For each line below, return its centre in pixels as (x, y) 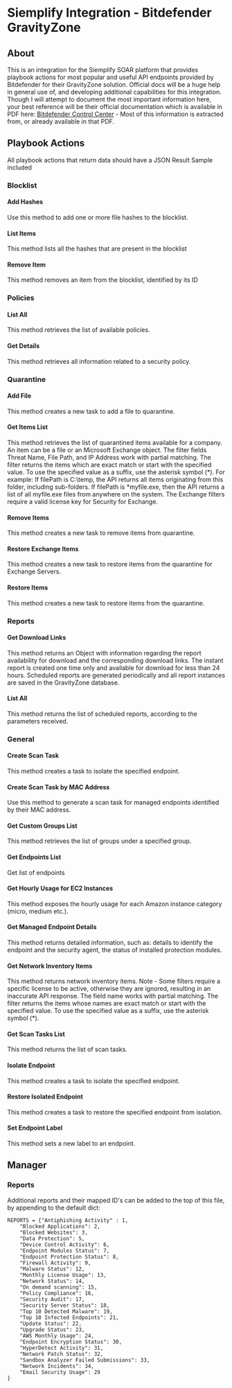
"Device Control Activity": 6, (65, 1244)
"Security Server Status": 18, (65, 1305)
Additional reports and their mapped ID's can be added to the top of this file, (116, 1200)
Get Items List (28, 427)
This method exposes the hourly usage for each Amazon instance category (115, 903)
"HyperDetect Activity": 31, (62, 1348)
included (20, 167)
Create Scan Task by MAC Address (59, 787)
